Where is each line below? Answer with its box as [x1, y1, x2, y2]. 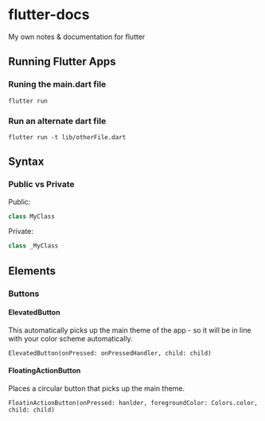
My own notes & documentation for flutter [8, 32, 146, 41]
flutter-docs [8, 6, 90, 24]
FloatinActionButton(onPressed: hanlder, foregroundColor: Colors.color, [8, 400, 259, 407]
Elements [8, 264, 57, 278]
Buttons [8, 288, 40, 299]
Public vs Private [8, 179, 75, 190]
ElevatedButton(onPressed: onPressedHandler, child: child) [8, 349, 212, 357]
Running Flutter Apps [8, 55, 117, 68]
